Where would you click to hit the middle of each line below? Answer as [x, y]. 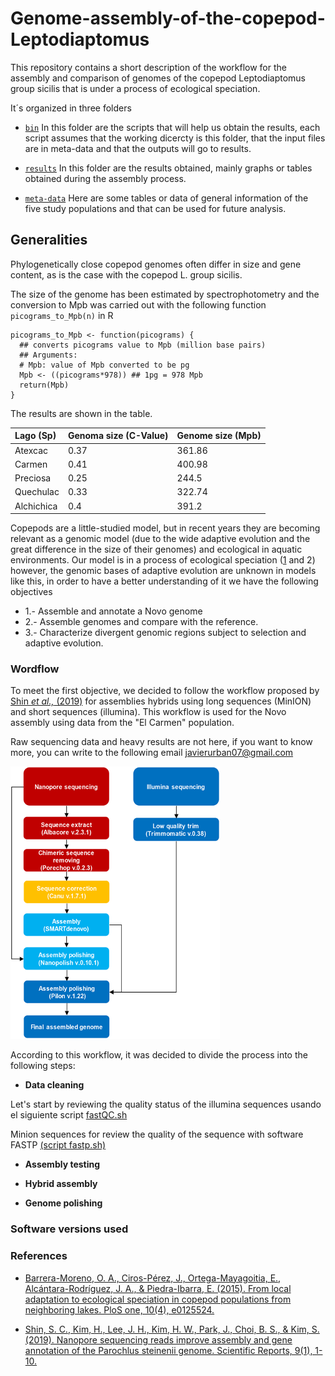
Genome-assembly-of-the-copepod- [168, 18]
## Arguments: [48, 355]
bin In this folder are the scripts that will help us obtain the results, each [172, 127]
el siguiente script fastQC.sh [69, 1115]
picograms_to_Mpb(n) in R [62, 315]
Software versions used [69, 1229]
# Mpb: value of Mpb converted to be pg [104, 365]
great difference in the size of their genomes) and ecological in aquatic [156, 549]
